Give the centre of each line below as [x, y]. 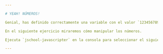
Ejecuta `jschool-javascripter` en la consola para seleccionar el [75, 40]
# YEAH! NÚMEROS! [23, 13]
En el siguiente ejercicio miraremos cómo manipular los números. [73, 31]
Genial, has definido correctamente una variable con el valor [70, 22]
